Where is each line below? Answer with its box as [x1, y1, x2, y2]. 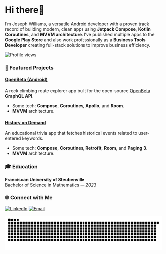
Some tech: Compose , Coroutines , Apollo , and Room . [12, 103, 124, 109]
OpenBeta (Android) [5, 77, 48, 83]
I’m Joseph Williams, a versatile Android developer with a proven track [5, 21, 149, 27]
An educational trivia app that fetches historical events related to [5, 130, 138, 136]
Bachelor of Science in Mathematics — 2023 [5, 182, 97, 188]
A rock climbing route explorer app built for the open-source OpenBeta [5, 88, 151, 94]
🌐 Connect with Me [5, 194, 53, 201]
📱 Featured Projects [5, 64, 54, 71]
